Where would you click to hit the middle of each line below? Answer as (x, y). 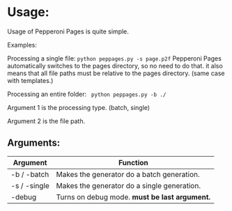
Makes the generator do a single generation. (128, 185)
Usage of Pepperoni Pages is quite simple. (68, 31)
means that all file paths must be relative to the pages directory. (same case (116, 73)
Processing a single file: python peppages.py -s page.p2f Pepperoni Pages (114, 58)
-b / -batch (30, 174)
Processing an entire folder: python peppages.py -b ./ (87, 94)
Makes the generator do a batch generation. (128, 174)
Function (133, 162)
